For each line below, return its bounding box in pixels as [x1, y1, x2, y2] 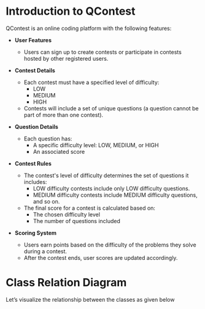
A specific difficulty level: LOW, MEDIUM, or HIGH [33, 141, 159, 148]
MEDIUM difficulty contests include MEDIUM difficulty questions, [33, 191, 198, 199]
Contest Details [14, 66, 56, 74]
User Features [14, 36, 52, 44]
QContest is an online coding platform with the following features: [6, 25, 172, 32]
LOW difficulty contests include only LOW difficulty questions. [33, 185, 190, 192]
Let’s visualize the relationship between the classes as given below [6, 296, 175, 303]
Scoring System [14, 229, 56, 237]
